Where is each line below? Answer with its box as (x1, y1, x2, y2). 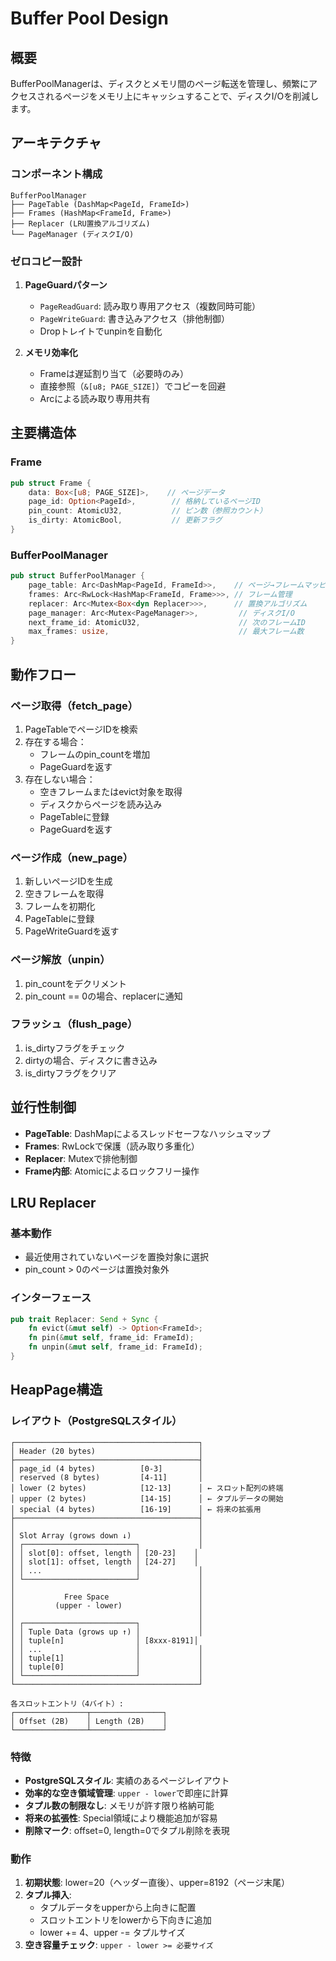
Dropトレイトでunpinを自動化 (39, 325, 163, 337)
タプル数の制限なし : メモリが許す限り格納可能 (24, 1799, 215, 1811)
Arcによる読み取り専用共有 (39, 392, 151, 404)
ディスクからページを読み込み (39, 798, 163, 810)
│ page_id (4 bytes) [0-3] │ (10, 1463, 203, 1474)
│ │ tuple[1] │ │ (10, 1653, 203, 1663)
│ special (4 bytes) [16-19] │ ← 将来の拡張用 (10, 1504, 262, 1514)
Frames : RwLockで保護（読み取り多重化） (24, 1140, 200, 1152)
